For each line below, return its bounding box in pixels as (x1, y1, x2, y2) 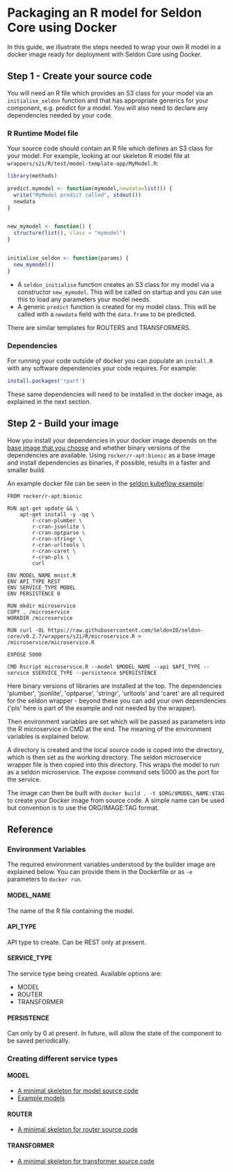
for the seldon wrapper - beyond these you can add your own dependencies (7, 696, 226, 705)
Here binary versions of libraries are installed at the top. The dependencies (7, 681, 223, 690)
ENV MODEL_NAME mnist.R (7, 572, 77, 579)
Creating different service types (7, 1054, 118, 1063)
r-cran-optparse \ (32, 529, 86, 536)
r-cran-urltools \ (32, 541, 86, 548)
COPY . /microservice (7, 608, 70, 616)
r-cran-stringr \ (32, 535, 82, 542)
